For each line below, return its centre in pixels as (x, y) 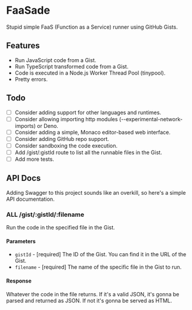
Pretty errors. (31, 79)
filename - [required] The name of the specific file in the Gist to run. (98, 267)
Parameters (21, 241)
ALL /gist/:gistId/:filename (45, 214)
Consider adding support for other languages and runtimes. (88, 112)
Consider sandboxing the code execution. (66, 145)
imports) (25, 125)
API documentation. (30, 199)
